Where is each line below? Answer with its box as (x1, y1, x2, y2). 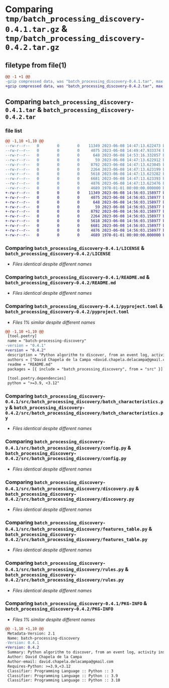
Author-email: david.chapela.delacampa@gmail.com (7, 659, 114, 664)
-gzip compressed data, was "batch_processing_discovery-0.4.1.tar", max (5, 79, 163, 84)
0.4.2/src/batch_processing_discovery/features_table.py (5, 537, 148, 542)
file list (5, 127, 23, 134)
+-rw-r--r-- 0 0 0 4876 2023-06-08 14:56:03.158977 (5, 228, 161, 233)
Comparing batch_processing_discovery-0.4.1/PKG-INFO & (5, 600, 147, 607)
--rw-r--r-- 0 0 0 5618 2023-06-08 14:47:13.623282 (5, 172, 161, 177)
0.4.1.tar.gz (5, 25, 59, 34)
